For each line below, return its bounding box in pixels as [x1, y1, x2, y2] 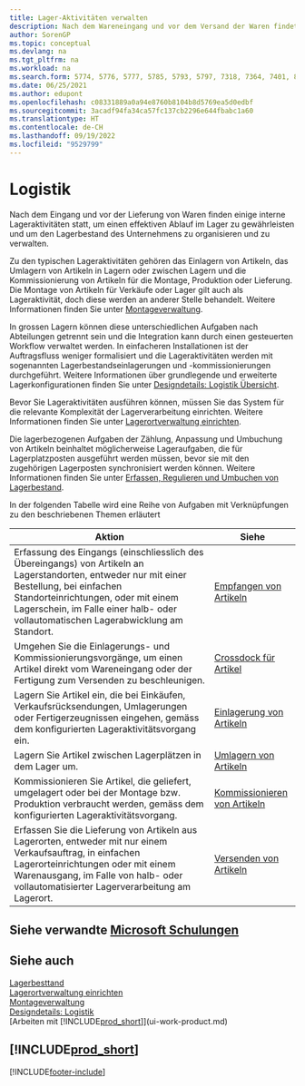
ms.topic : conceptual [9, 38, 92, 48]
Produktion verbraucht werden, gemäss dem [14, 797, 204, 810]
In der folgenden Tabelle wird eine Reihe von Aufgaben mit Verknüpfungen [9, 499, 289, 510]
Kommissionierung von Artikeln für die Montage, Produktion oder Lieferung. [9, 274, 293, 286]
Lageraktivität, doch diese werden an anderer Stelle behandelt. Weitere [9, 294, 276, 305]
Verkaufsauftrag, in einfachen [14, 846, 141, 858]
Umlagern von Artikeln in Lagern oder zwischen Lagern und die [9, 265, 247, 276]
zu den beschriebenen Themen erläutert [9, 509, 161, 520]
